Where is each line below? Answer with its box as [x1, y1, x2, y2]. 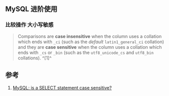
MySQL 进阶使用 [5, 5, 58, 14]
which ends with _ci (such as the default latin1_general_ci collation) [17, 39, 164, 45]
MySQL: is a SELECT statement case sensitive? [12, 84, 112, 90]
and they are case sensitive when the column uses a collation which [17, 44, 162, 50]
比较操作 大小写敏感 [5, 21, 54, 28]
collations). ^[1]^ [17, 55, 52, 61]
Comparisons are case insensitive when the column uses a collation [17, 33, 162, 39]
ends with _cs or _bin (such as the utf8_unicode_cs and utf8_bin [17, 49, 154, 55]
